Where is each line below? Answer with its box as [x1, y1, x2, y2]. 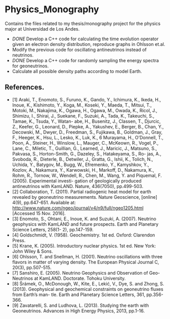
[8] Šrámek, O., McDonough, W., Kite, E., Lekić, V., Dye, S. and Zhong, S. [12, 280, 164, 286]
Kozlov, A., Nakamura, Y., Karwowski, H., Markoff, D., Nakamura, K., [12, 167, 155, 173]
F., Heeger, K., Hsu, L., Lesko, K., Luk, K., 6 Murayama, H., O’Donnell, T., [12, 134, 164, 141]
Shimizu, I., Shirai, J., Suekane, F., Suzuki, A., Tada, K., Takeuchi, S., [12, 113, 155, 119]
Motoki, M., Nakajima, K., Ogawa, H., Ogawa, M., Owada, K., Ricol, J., [12, 107, 158, 113]
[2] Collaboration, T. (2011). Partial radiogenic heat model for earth [12, 189, 151, 195]
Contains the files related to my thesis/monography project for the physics [5, 20, 161, 26]
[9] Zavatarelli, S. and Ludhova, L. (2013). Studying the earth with [12, 302, 149, 308]
